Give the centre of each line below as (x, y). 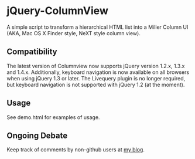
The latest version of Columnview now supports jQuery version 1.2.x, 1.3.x (96, 66)
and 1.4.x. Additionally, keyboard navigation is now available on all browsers (98, 72)
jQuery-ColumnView (58, 11)
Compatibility (32, 52)
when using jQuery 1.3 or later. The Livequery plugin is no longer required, (96, 78)
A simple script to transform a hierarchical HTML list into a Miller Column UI (97, 27)
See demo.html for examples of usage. (53, 117)
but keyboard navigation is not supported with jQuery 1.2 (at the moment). (96, 84)
